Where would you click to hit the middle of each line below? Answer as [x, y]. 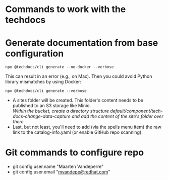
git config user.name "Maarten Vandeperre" [58, 166]
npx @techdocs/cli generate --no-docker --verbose [60, 67]
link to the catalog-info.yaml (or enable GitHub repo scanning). [77, 132]
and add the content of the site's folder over [118, 116]
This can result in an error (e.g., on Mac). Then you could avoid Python [79, 76]
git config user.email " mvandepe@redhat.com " [61, 172]
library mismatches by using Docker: [43, 82]
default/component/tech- [136, 111]
